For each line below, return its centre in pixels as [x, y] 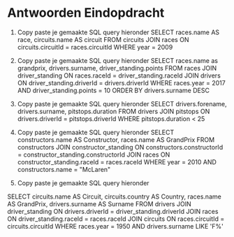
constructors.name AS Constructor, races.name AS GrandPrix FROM [116, 139]
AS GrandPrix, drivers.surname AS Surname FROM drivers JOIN [99, 203]
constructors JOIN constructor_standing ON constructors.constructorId [120, 147]
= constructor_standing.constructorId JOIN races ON [94, 155]
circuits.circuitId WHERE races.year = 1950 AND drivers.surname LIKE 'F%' [115, 226]
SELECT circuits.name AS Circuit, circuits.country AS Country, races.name [114, 196]
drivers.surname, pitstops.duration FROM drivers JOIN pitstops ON [114, 111]
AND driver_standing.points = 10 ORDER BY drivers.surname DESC [113, 90]
